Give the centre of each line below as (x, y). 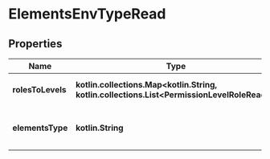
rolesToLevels (39, 90)
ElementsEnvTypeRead (87, 14)
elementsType (40, 128)
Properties (35, 44)
